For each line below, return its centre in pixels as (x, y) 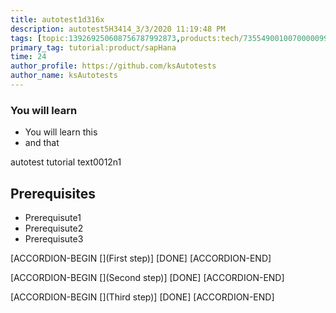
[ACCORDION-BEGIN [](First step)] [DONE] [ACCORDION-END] (141, 258)
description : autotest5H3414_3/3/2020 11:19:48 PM (118, 29)
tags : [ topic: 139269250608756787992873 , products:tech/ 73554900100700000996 (171, 38)
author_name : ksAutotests (64, 76)
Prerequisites (53, 193)
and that (42, 143)
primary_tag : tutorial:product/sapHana (93, 47)
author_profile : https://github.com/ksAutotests (113, 66)
